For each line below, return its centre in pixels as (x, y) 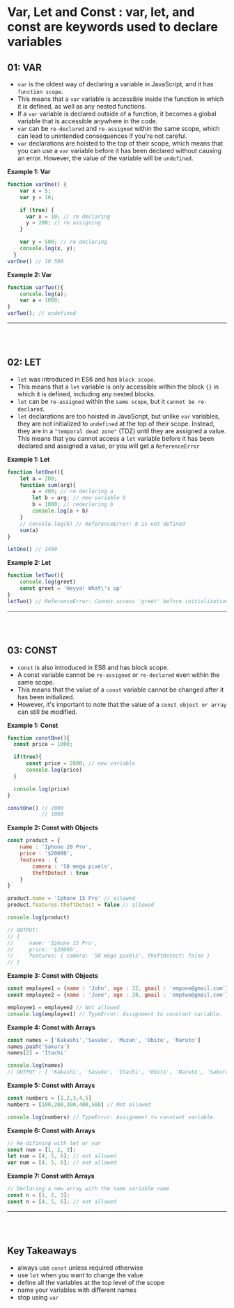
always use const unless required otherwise (80, 1268)
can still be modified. (47, 712)
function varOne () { (37, 185)
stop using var (38, 1297)
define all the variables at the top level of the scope (91, 1282)
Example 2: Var (30, 274)
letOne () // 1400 (32, 550)
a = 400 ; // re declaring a (73, 492)
